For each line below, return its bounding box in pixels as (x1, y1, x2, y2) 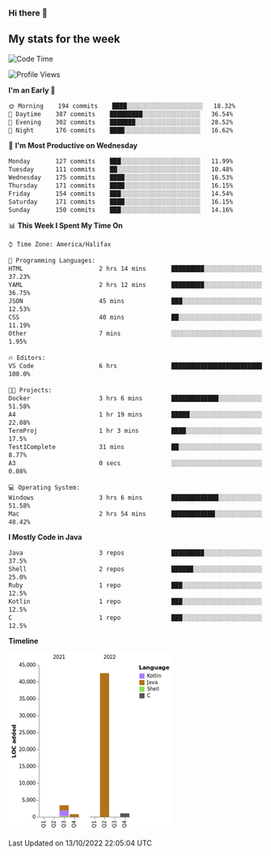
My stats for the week (8, 32, 121, 46)
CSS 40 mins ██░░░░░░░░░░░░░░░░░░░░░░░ (8, 313, 263, 321)
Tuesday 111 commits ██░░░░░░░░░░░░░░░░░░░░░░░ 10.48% (8, 165, 233, 173)
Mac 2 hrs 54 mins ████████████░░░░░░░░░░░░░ (8, 510, 263, 518)
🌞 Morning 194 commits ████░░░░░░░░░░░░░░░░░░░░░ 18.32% (8, 101, 236, 110)
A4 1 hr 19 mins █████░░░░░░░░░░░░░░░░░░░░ (8, 410, 263, 418)
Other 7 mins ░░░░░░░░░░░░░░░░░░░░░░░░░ (8, 329, 263, 337)
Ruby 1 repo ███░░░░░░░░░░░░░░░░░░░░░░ (8, 581, 263, 589)
